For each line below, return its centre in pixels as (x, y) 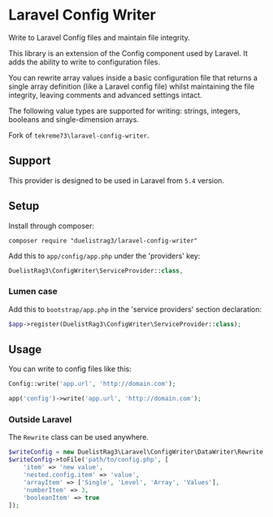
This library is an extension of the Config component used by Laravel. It (128, 53)
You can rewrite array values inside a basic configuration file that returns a (133, 77)
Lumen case (33, 291)
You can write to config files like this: (70, 369)
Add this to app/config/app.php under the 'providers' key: (104, 256)
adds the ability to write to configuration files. (84, 62)
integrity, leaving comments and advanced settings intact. (106, 94)
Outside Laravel (40, 419)
